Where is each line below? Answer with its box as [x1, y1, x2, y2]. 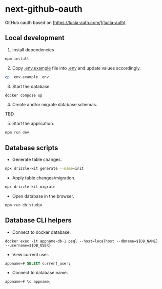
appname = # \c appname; [5, 279, 51, 284]
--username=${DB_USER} [5, 243, 51, 248]
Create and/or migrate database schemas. [12, 102, 98, 108]
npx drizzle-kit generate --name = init [5, 166, 84, 171]
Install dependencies [12, 46, 55, 52]
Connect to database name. [12, 270, 68, 276]
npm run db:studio [5, 202, 42, 207]
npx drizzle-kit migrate [5, 184, 56, 189]
